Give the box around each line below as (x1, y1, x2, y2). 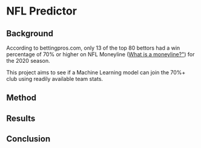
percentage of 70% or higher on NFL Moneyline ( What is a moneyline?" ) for (6, 51, 195, 58)
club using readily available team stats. (6, 76, 104, 82)
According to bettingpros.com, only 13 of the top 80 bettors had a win (6, 44, 180, 51)
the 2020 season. (6, 57, 50, 64)
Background (6, 28, 53, 39)
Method (6, 92, 37, 103)
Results (6, 113, 36, 123)
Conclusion (6, 134, 51, 144)
